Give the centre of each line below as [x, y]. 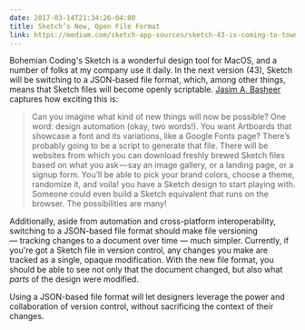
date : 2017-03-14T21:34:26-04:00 [73, 18]
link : [20, 35]
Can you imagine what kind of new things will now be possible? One [159, 117]
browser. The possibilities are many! [99, 204]
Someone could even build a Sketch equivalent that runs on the [150, 194]
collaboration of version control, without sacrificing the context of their [142, 306]
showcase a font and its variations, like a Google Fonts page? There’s [161, 136]
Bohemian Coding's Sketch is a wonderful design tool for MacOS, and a [143, 61]
